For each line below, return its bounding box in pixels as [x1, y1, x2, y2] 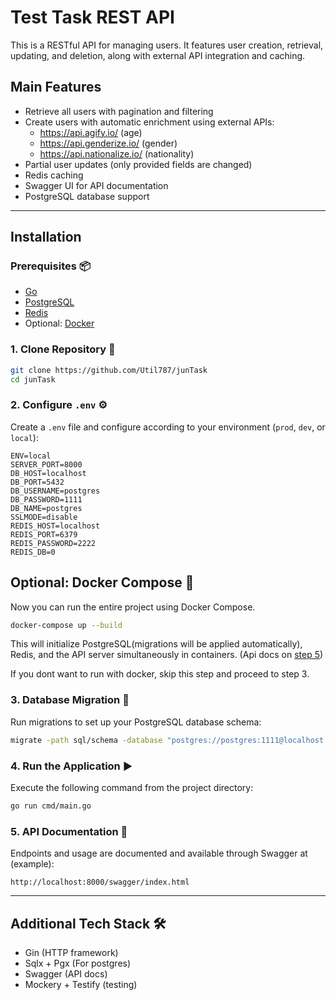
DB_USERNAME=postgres [10, 486, 101, 496]
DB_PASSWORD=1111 [10, 494, 83, 505]
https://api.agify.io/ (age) [39, 126, 143, 138]
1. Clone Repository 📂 [10, 342, 116, 356]
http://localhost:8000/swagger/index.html [10, 877, 190, 888]
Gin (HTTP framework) [24, 946, 119, 958]
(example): [10, 858, 55, 870]
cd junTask [10, 374, 56, 385]
